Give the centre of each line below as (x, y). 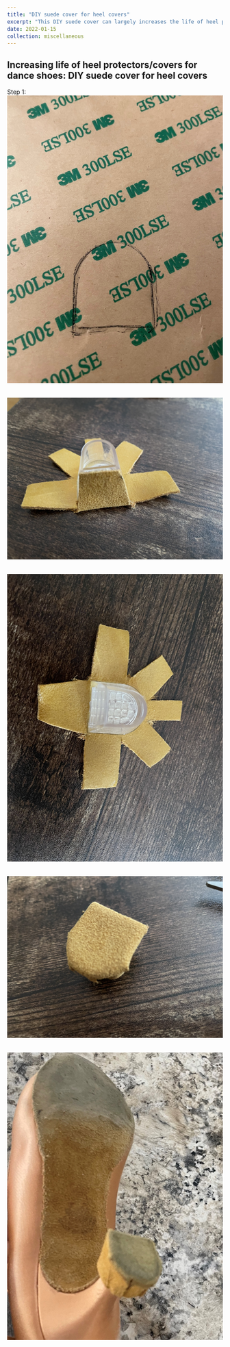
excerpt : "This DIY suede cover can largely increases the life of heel (113, 22)
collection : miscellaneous (46, 36)
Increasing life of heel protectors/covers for (102, 65)
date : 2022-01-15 (32, 29)
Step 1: (16, 92)
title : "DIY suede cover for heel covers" (68, 14)
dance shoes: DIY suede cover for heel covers (107, 75)
